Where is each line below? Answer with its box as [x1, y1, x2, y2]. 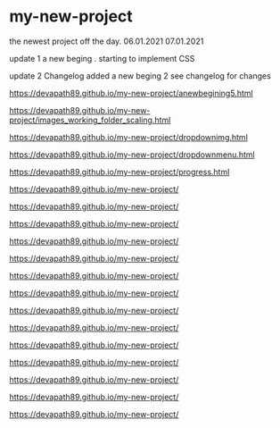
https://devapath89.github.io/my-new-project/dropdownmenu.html [9, 149, 256, 160]
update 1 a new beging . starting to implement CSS [9, 53, 195, 63]
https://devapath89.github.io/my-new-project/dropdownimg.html [9, 131, 248, 142]
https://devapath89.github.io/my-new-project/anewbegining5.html [9, 88, 253, 98]
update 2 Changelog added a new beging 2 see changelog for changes [9, 70, 272, 81]
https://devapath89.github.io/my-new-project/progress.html [9, 166, 230, 177]
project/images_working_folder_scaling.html [9, 114, 171, 125]
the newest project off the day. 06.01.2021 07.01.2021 [9, 36, 204, 46]
